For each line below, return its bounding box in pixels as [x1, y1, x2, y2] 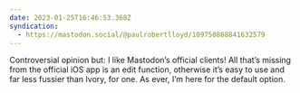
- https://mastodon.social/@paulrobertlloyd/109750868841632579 [17, 30, 266, 39]
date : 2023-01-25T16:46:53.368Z [9, 13, 131, 23]
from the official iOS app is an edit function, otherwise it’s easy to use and [9, 64, 285, 75]
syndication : [9, 22, 59, 31]
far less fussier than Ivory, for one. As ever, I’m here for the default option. [9, 74, 285, 85]
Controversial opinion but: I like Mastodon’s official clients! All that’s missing [9, 55, 292, 66]
